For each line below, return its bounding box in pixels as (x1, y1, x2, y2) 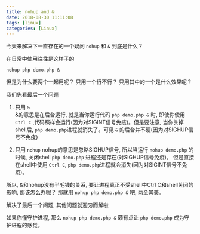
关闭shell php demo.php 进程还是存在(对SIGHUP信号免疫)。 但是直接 (28, 153, 195, 161)
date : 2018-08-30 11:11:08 (6, 14, 73, 20)
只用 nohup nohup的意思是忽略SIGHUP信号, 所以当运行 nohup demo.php (14, 146, 187, 153)
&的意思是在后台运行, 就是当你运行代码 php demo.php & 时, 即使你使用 (14, 111, 185, 118)
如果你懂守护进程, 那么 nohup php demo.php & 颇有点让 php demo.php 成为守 (6, 214, 190, 221)
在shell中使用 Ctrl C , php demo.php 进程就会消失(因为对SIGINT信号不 (14, 161, 182, 168)
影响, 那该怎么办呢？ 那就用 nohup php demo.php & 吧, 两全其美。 (6, 189, 164, 196)
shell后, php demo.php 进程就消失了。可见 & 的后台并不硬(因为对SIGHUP (14, 126, 189, 133)
